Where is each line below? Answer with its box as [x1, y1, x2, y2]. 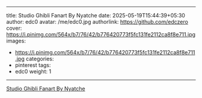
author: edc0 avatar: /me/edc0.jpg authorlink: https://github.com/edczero [6, 19, 188, 25]
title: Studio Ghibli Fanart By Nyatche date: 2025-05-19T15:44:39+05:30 [6, 12, 185, 19]
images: [6, 37, 26, 44]
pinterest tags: [14, 62, 51, 69]
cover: [6, 24, 22, 32]
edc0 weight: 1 [14, 68, 52, 75]
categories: [26, 55, 54, 62]
